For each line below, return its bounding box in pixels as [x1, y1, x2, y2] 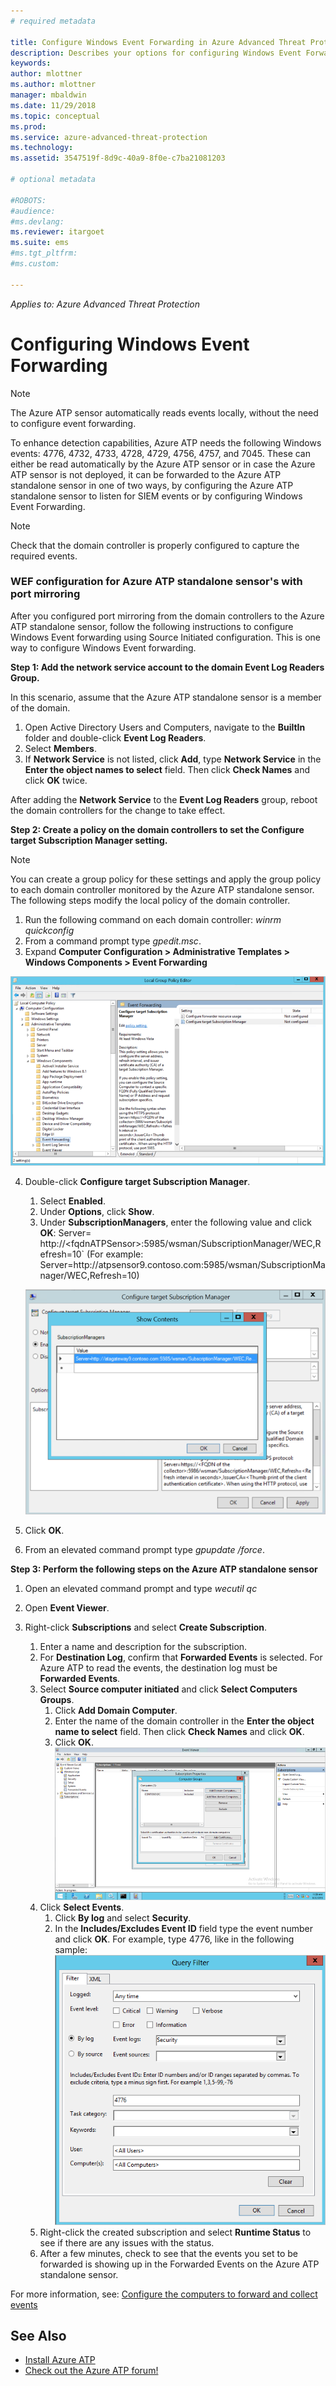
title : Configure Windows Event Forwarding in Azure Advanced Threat [10, 37, 307, 47]
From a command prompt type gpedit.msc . [24, 935, 202, 947]
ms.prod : [10, 121, 47, 132]
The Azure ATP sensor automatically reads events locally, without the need [10, 406, 319, 419]
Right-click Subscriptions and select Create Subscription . [24, 1621, 268, 1634]
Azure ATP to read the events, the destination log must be [39, 1662, 278, 1674]
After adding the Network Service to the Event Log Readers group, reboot [10, 793, 318, 805]
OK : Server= [39, 1227, 92, 1239]
